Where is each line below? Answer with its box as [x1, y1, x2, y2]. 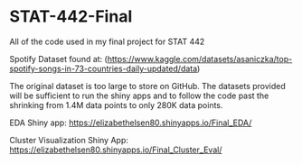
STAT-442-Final [9, 6, 133, 27]
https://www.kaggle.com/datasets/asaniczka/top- [107, 53, 293, 64]
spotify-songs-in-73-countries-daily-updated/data [9, 63, 198, 74]
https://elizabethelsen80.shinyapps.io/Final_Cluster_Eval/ [9, 144, 222, 155]
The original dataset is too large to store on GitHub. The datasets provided [9, 80, 287, 91]
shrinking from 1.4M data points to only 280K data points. [9, 99, 223, 110]
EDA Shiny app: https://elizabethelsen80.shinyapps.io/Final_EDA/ [9, 117, 252, 128]
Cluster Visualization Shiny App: [9, 134, 128, 145]
